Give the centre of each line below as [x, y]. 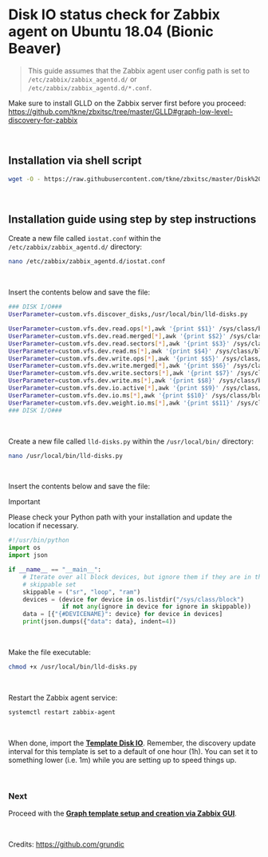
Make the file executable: [50, 653]
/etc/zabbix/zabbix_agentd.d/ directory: [75, 247]
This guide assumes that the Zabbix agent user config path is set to [138, 70]
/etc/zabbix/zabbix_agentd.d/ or [82, 79]
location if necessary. [43, 526]
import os [25, 548]
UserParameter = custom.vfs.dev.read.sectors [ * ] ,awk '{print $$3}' [119, 344]
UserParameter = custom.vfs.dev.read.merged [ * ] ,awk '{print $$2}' [117, 336]
